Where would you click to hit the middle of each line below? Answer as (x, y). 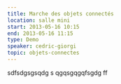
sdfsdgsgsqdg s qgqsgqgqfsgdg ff (57, 72)
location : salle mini (39, 20)
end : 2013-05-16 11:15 (40, 33)
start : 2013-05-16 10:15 (43, 27)
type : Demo (23, 40)
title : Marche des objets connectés (60, 14)
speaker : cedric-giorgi (42, 46)
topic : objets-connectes (43, 53)
